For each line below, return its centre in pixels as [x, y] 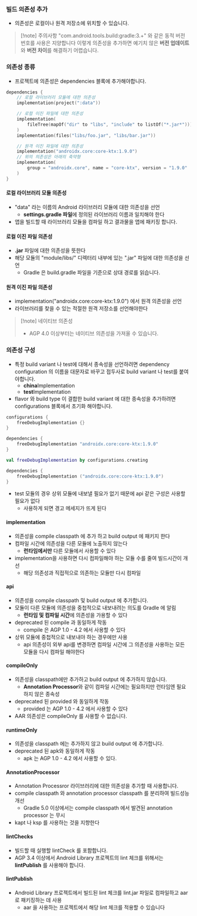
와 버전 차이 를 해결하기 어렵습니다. [60, 51]
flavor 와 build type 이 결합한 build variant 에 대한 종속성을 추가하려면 [95, 398]
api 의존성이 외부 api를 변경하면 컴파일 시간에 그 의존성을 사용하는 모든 [104, 644]
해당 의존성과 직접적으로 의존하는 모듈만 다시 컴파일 [82, 573]
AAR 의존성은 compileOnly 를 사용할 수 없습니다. [71, 716]
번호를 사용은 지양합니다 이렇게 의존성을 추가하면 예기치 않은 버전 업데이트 [105, 43]
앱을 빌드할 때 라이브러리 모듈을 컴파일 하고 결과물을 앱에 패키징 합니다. [96, 222]
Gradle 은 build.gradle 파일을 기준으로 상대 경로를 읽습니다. [91, 273]
